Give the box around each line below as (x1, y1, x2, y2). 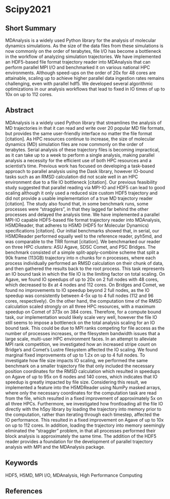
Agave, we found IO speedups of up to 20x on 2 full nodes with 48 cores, (5, 276, 159, 282)
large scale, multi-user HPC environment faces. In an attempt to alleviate (5, 336, 157, 342)
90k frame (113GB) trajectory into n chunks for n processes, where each (5, 254, 156, 260)
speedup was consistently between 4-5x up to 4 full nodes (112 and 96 (5, 292, 154, 299)
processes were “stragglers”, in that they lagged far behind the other (5, 206, 149, 212)
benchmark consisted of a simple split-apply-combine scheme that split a (5, 249, 159, 255)
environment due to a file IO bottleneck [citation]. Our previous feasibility (5, 179, 157, 185)
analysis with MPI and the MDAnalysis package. (5, 444, 106, 450)
